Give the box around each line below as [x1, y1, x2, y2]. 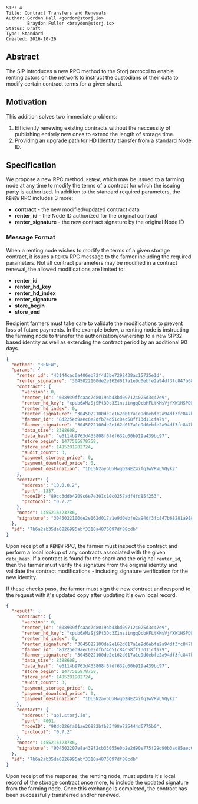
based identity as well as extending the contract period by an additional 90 [6, 339, 187, 346]
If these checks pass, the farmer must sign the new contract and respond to [6, 585, 191, 592]
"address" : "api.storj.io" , [21, 713, 91, 718]
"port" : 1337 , [21, 488, 57, 494]
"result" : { [11, 608, 41, 614]
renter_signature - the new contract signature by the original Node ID [14, 218, 184, 226]
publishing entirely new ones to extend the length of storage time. [14, 130, 175, 137]
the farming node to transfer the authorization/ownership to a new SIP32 [6, 332, 183, 339]
